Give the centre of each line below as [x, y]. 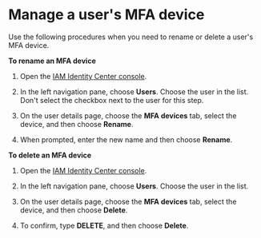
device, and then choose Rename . [76, 124]
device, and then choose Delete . [74, 210]
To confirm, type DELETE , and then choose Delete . [104, 225]
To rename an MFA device [52, 61]
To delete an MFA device [50, 155]
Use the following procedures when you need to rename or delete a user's [131, 37]
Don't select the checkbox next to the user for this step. [112, 100]
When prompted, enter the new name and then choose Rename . [126, 139]
